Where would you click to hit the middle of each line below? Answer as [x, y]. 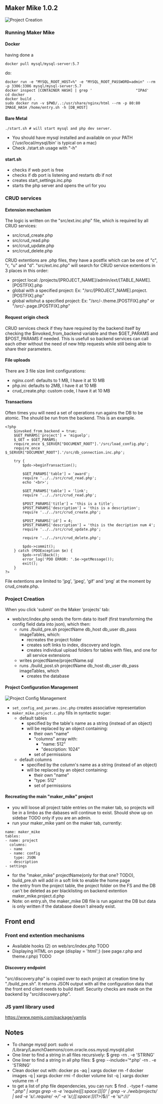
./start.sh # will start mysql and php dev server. [58, 129]
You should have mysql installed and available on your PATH [72, 138]
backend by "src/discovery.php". [38, 994]
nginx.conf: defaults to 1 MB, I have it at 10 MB [58, 380]
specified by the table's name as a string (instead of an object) [89, 723]
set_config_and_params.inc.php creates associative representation [79, 708]
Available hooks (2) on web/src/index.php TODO [61, 946]
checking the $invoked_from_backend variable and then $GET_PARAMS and [81, 333]
